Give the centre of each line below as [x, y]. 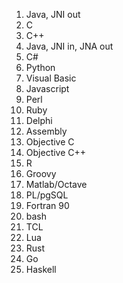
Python [40, 67]
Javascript [47, 88]
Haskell [41, 269]
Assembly [46, 131]
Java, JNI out [53, 14]
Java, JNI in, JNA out [69, 46]
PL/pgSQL [47, 195]
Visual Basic [51, 78]
